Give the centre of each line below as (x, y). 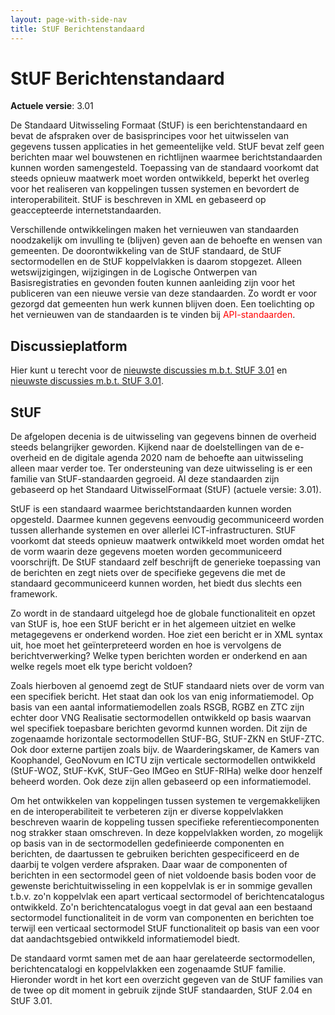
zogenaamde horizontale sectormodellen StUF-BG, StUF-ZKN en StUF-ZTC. (167, 739)
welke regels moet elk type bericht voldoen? (101, 667)
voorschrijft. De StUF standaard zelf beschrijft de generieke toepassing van (165, 562)
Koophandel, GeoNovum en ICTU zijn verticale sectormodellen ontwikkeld (163, 760)
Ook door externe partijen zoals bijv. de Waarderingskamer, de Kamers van (165, 750)
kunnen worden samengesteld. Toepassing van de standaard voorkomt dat (165, 168)
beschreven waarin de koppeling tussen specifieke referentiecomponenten (165, 822)
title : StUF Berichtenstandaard (77, 29)
